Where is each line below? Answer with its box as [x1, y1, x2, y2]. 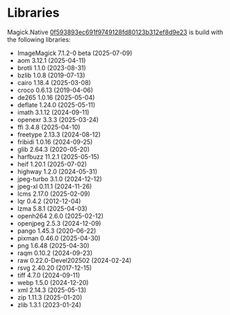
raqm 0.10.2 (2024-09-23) [17, 249, 92, 257]
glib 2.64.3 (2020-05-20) [17, 145, 90, 153]
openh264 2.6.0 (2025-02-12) [17, 211, 104, 220]
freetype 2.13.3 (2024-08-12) [17, 130, 101, 139]
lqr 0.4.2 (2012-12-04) [17, 197, 81, 205]
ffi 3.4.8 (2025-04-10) [17, 123, 81, 131]
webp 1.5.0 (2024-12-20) [17, 278, 89, 286]
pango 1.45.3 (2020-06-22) [17, 226, 97, 235]
